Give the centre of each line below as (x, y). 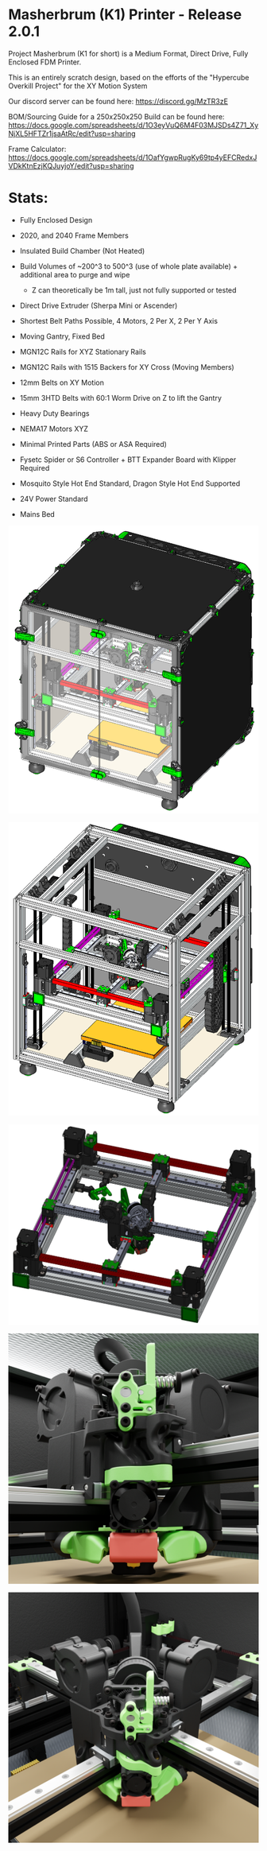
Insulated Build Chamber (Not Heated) (82, 250)
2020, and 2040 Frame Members (74, 235)
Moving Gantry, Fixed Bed (62, 336)
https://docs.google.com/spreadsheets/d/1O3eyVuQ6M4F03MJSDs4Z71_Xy (133, 125)
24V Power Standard (54, 499)
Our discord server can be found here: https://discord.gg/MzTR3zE (118, 101)
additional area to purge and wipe (75, 274)
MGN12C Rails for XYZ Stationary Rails (83, 351)
